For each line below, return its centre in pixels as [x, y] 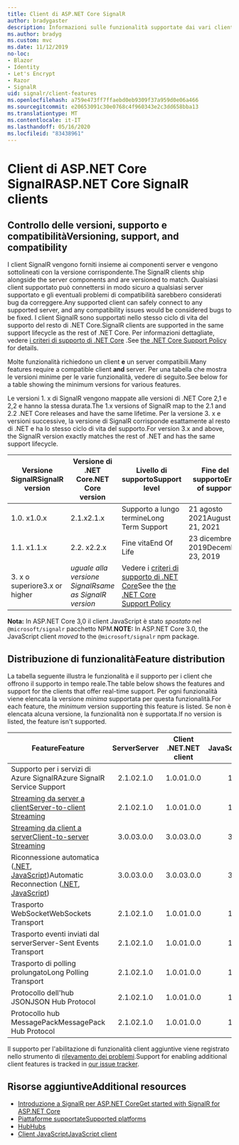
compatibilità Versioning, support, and [93, 236]
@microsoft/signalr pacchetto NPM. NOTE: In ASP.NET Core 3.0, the [108, 629]
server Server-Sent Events [55, 943]
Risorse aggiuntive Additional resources [97, 1086]
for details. [23, 348]
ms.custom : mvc [30, 41]
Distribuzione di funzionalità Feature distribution [116, 659]
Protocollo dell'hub [43, 993]
